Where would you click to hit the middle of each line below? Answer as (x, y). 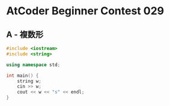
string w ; (29, 81)
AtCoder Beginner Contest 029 (85, 11)
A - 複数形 (25, 34)
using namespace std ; (33, 65)
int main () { (23, 76)
